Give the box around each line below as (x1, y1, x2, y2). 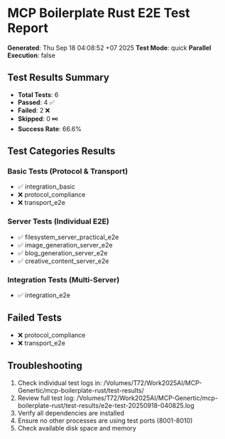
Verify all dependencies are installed (17, 409, 124, 417)
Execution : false (7, 51, 55, 60)
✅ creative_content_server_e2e (17, 257, 109, 265)
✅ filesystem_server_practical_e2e (17, 233, 119, 241)
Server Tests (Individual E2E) (7, 216, 110, 226)
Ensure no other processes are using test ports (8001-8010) (17, 416, 193, 425)
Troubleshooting (7, 360, 83, 372)
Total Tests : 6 (17, 90, 59, 99)
